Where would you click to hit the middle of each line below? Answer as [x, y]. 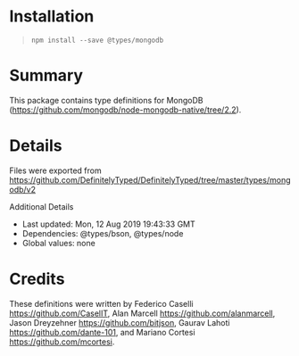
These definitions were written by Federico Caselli [101, 303]
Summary [46, 75]
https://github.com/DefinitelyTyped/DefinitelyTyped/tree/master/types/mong [150, 179]
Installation [52, 17]
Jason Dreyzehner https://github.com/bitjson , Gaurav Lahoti [120, 322]
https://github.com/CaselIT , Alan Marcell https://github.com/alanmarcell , [142, 313]
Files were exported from [55, 170]
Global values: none [58, 243]
